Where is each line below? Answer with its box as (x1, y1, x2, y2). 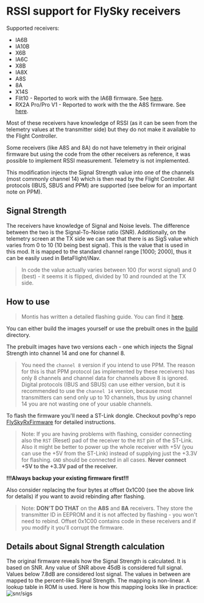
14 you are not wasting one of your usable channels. (21, 400, 153, 407)
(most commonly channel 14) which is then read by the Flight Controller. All (6, 175, 195, 182)
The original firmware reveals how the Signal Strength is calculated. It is (6, 557, 186, 565)
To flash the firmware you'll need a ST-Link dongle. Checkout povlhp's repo (6, 412, 196, 419)
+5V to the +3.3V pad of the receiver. (21, 462, 118, 470)
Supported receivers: (6, 24, 60, 32)
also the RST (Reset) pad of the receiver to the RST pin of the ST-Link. (21, 437, 194, 444)
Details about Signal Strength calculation (6, 541, 165, 552)
